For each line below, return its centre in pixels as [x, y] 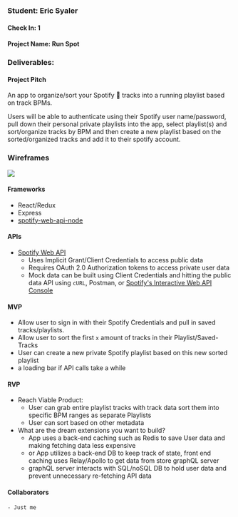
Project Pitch [27, 79]
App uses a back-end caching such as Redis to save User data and [127, 438]
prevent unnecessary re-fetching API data [90, 476]
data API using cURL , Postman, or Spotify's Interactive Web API [120, 282]
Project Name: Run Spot [43, 44]
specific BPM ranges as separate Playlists [90, 415]
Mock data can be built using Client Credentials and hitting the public [130, 275]
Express [30, 213]
